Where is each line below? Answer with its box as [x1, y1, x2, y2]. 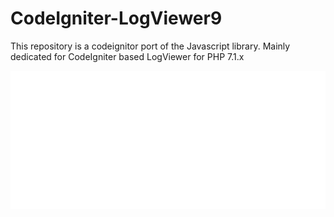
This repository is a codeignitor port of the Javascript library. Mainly [10, 40, 291, 52]
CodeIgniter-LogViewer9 [10, 7, 223, 30]
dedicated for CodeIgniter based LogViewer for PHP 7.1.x [10, 50, 245, 62]
